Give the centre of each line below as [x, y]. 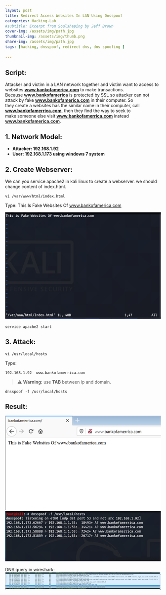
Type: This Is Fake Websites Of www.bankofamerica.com [63, 205]
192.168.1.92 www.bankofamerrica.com [45, 373]
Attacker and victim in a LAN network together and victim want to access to [82, 84]
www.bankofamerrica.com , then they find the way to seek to [68, 111]
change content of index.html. [36, 187]
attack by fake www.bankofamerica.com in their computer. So [69, 100]
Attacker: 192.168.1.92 [36, 149]
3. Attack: [21, 342]
